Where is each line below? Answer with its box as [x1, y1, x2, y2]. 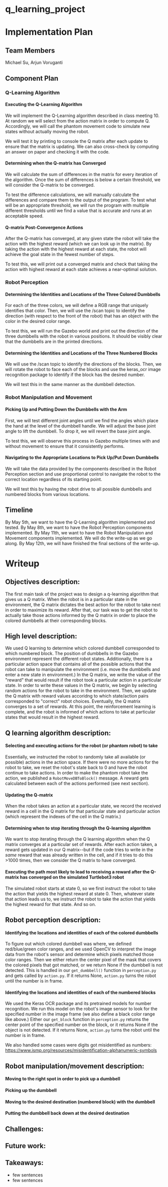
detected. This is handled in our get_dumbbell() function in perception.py [5, 967, 156, 973]
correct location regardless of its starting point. [5, 476, 102, 482]
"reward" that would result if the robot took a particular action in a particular [5, 677, 161, 683]
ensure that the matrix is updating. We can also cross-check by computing [5, 143, 159, 149]
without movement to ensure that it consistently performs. [5, 443, 125, 449]
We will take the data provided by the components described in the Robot [5, 465, 156, 471]
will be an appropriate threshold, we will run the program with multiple [5, 202, 149, 208]
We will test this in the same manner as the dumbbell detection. [5, 381, 136, 387]
